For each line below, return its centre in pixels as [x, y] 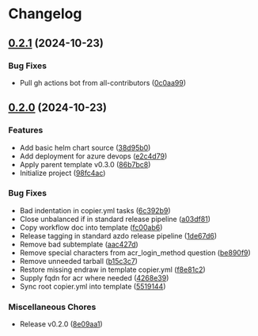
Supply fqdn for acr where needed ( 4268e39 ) [94, 277]
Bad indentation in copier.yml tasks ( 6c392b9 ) [95, 210]
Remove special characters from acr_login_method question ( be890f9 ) [135, 252]
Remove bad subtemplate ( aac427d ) [79, 244]
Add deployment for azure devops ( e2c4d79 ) [93, 156]
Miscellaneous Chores [52, 307]
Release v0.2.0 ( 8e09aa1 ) [61, 324]
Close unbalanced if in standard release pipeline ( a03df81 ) [115, 219]
